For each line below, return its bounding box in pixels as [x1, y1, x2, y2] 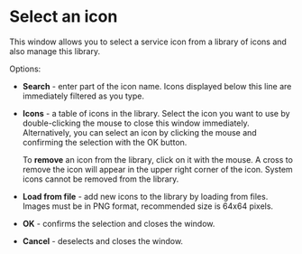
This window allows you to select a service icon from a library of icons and [9, 36, 287, 47]
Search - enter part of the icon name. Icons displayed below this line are [22, 80, 292, 91]
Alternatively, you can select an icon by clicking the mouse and [22, 127, 257, 137]
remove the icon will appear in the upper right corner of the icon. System [22, 164, 293, 174]
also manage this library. [9, 45, 101, 56]
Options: [9, 63, 41, 74]
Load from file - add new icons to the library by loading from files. [22, 191, 269, 202]
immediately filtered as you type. [22, 90, 144, 101]
